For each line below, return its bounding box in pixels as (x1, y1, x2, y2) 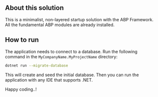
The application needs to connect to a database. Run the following (5, 48, 138, 55)
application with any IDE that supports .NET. (5, 77, 93, 83)
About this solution (5, 4, 64, 12)
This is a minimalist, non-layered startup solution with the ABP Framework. (5, 16, 154, 22)
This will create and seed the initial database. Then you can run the (5, 72, 139, 78)
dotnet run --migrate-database (5, 63, 68, 68)
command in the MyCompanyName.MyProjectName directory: (5, 54, 118, 59)
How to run (5, 36, 39, 44)
